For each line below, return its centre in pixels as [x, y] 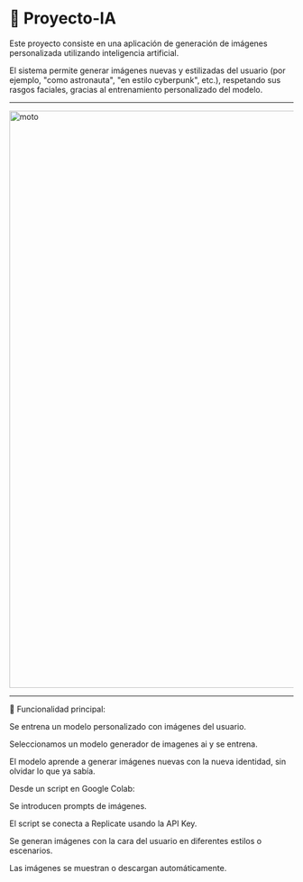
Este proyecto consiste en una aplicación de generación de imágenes [138, 43]
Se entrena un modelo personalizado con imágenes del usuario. [128, 726]
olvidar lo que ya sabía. [53, 771]
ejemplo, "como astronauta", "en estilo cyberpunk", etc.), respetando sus [145, 79]
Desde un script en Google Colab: [72, 788]
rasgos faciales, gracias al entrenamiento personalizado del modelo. [136, 89]
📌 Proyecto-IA [63, 18]
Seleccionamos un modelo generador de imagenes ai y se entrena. [134, 744]
